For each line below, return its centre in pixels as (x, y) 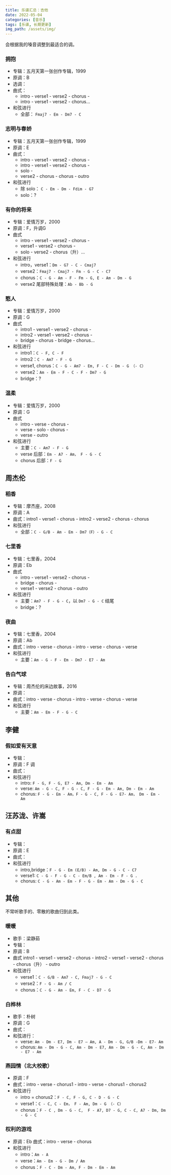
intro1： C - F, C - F (42, 353)
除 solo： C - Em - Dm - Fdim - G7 (57, 189)
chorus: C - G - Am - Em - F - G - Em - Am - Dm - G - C (82, 881)
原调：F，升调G (29, 228)
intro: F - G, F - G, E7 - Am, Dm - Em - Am (67, 783)
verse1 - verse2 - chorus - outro (54, 588)
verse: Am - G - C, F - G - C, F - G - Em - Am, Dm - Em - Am (87, 788)
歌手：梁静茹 (26, 938)
